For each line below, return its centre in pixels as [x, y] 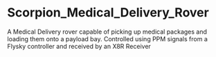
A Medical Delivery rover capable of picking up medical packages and [107, 32]
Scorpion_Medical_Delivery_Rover [108, 13]
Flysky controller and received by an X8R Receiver [79, 46]
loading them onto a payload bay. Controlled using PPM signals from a [107, 38]
